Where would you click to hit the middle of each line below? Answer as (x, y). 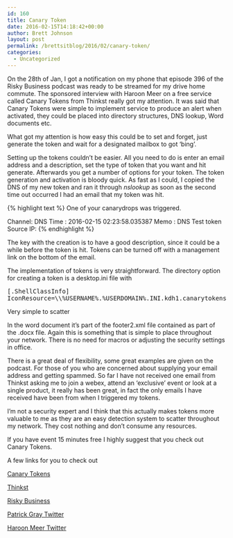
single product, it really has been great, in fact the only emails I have (105, 390)
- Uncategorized (37, 59)
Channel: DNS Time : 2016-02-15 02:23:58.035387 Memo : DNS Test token (114, 221)
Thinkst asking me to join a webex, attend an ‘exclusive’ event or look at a (112, 383)
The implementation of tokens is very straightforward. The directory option (114, 270)
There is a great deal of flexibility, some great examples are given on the (110, 361)
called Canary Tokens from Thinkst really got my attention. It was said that (113, 101)
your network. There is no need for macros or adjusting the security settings (116, 340)
